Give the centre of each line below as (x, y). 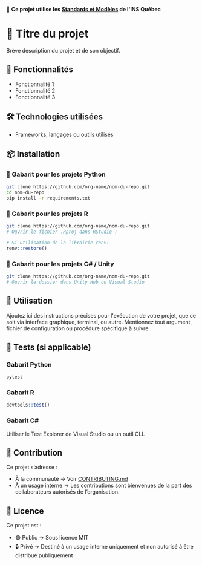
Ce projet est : (24, 526)
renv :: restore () (27, 248)
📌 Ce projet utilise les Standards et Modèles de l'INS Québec (84, 9)
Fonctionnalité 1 (34, 84)
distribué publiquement (44, 555)
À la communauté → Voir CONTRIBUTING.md (71, 479)
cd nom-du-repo (25, 193)
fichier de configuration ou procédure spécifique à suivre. (78, 328)
